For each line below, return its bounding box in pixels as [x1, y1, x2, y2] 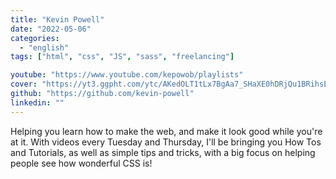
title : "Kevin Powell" [10, 14, 105, 25]
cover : [10, 79, 38, 90]
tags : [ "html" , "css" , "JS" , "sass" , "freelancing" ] [10, 52, 235, 62]
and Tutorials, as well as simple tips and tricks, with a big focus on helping [10, 146, 316, 158]
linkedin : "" [10, 97, 65, 108]
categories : [10, 33, 60, 43]
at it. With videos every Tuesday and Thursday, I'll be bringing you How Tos [10, 136, 322, 148]
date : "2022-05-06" [10, 24, 92, 34]
